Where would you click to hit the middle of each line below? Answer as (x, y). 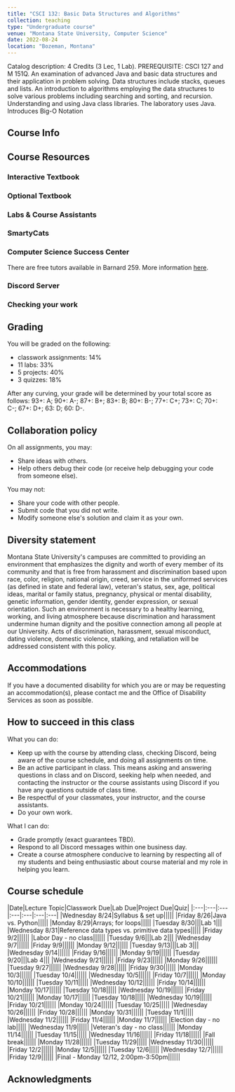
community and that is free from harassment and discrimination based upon (117, 572)
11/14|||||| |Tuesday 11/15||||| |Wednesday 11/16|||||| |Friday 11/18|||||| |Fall (111, 1034)
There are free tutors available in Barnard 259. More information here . (108, 267)
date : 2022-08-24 (33, 40)
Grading (25, 327)
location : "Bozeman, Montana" (52, 46)
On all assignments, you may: (50, 447)
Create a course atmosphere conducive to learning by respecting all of (120, 854)
